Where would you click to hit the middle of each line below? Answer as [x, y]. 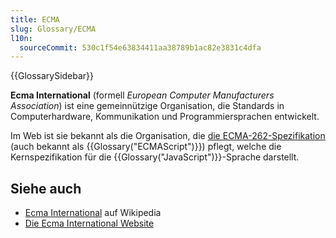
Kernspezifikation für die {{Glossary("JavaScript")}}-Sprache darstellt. [155, 157]
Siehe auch [46, 188]
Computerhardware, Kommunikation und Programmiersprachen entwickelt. [165, 117]
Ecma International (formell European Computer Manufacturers [142, 95]
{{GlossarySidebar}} [52, 76]
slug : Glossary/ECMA [53, 29]
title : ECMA [35, 19]
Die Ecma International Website [89, 223]
